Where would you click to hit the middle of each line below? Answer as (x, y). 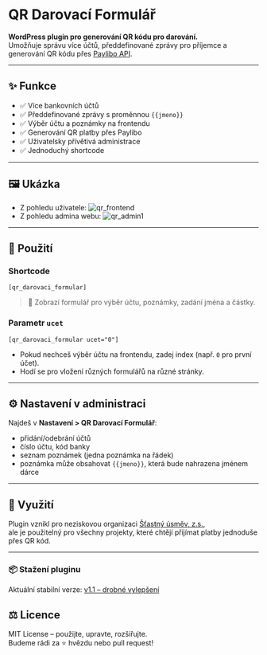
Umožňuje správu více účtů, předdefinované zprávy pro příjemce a (118, 45)
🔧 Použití (31, 248)
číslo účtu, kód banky (55, 447)
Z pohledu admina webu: (60, 216)
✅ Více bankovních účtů (59, 105)
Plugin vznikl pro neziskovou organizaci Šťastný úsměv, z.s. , (107, 524)
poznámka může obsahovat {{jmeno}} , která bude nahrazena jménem (134, 464)
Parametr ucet (36, 323)
